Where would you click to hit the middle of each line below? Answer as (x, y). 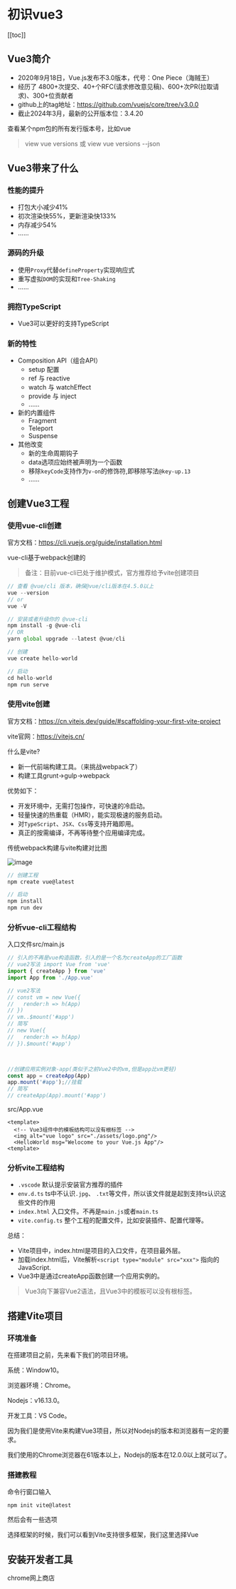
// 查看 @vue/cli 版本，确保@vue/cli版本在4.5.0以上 (81, 587)
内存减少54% (37, 225)
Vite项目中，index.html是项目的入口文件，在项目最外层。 (101, 1251)
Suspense (43, 436)
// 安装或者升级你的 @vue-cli (48, 619)
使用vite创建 (29, 704)
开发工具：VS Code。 (39, 1416)
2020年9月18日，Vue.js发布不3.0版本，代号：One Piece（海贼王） (116, 77)
